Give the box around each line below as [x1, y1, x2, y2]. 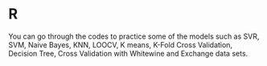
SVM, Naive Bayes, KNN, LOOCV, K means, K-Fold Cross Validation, [8, 39, 233, 49]
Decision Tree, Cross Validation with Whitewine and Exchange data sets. [8, 48, 249, 58]
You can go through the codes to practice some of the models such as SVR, [8, 31, 260, 41]
